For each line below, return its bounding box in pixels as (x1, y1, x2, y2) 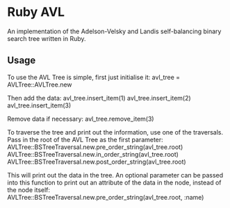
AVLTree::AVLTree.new (7, 80, 72, 89)
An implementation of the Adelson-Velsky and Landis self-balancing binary (7, 27, 222, 35)
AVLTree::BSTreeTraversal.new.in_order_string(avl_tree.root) (7, 150, 179, 158)
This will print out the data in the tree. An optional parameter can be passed (7, 171, 224, 179)
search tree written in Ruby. (7, 34, 86, 42)
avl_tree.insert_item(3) (7, 101, 72, 110)
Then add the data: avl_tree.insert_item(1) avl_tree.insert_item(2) (7, 94, 191, 102)
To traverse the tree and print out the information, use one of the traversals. (7, 128, 224, 136)
